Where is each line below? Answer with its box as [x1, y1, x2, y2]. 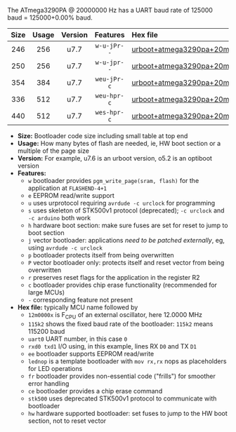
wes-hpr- [95, 109, 124, 116]
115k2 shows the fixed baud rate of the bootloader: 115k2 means [27, 319, 214, 328]
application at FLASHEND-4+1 [27, 184, 107, 192]
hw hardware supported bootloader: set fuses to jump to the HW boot [27, 409, 228, 417]
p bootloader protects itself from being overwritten [27, 251, 174, 259]
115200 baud [27, 327, 65, 335]
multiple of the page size [17, 147, 90, 155]
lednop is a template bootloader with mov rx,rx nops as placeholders [27, 357, 227, 365]
